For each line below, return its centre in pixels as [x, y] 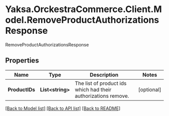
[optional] [150, 89]
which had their [93, 89]
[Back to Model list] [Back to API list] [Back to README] [63, 108]
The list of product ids [101, 83]
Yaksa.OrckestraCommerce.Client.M [83, 9]
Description [104, 75]
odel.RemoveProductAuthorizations [82, 20]
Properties [22, 61]
